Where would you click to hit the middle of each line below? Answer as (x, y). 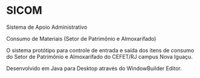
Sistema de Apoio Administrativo (47, 27)
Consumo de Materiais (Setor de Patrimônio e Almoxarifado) (81, 38)
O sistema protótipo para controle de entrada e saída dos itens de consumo (100, 50)
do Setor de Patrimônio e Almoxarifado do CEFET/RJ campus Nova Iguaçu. (100, 56)
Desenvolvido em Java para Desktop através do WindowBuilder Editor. (94, 68)
